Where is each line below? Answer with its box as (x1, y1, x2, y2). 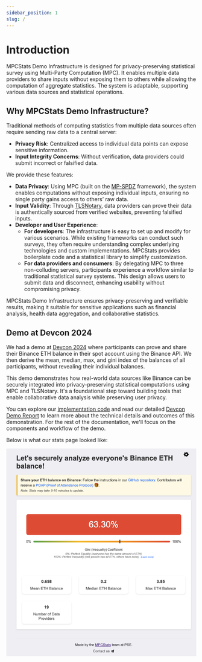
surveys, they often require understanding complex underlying (24, 240, 180, 248)
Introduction (6, 43, 70, 57)
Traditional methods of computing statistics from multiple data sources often (6, 122, 197, 129)
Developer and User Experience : (14, 221, 98, 229)
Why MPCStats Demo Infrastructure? (6, 106, 149, 116)
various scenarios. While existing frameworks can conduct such (24, 234, 184, 242)
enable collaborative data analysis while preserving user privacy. (6, 394, 168, 401)
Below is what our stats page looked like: (6, 437, 108, 444)
